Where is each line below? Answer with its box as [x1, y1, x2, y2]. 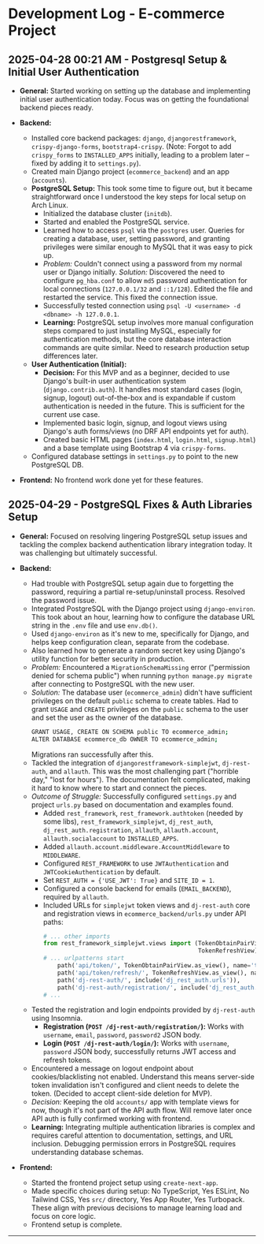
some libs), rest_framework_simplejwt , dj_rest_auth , [42, 817, 214, 826]
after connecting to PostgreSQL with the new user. [31, 679, 195, 688]
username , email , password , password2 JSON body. [42, 1030, 202, 1040]
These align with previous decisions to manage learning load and [31, 1203, 242, 1212]
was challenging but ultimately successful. [19, 548, 158, 557]
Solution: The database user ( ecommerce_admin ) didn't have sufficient [31, 687, 253, 697]
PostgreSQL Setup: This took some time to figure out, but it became [31, 184, 253, 193]
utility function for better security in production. [31, 654, 185, 663]
